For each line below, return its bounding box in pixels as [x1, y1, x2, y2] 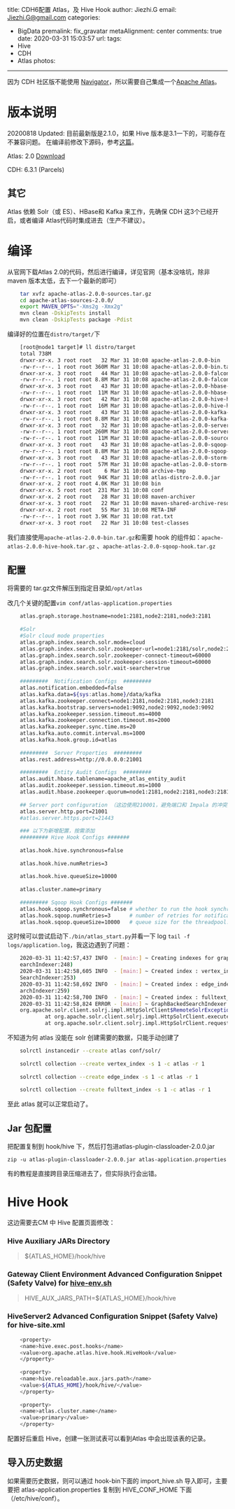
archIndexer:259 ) [20, 987, 71, 994]
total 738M [20, 350, 52, 357]
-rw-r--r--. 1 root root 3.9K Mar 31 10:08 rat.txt [20, 513, 173, 520]
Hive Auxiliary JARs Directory [7, 1236, 111, 1246]
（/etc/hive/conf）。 [7, 1494, 64, 1502]
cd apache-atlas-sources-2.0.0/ [20, 297, 114, 304]
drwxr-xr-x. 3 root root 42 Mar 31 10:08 [20, 396, 149, 403]
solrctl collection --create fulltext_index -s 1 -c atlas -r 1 [20, 1086, 211, 1093]
